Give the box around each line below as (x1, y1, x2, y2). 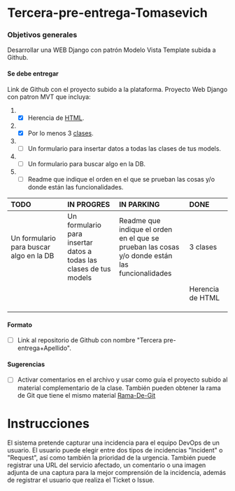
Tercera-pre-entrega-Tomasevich (7, 5, 208, 21)
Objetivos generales (7, 30, 78, 40)
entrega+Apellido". (17, 344, 71, 352)
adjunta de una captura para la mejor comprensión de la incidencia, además (7, 469, 226, 477)
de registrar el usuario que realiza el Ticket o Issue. (7, 476, 155, 485)
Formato (7, 321, 33, 329)
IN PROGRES (67, 200, 111, 209)
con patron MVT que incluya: (7, 93, 91, 101)
